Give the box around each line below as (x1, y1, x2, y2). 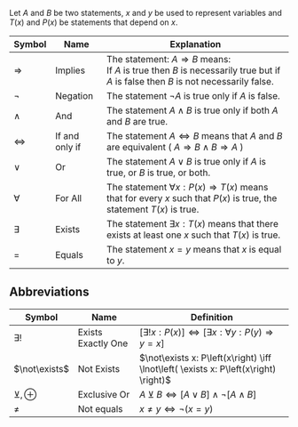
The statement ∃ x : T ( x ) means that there (106, 218, 279, 230)
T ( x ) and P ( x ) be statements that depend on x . (9, 17, 178, 28)
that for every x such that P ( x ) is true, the (106, 192, 278, 204)
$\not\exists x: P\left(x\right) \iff (138, 351, 272, 364)
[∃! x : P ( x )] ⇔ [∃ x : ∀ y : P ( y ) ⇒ (138, 326, 274, 338)
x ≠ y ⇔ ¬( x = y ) (138, 402, 214, 415)
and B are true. (106, 116, 169, 127)
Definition (190, 310, 233, 323)
